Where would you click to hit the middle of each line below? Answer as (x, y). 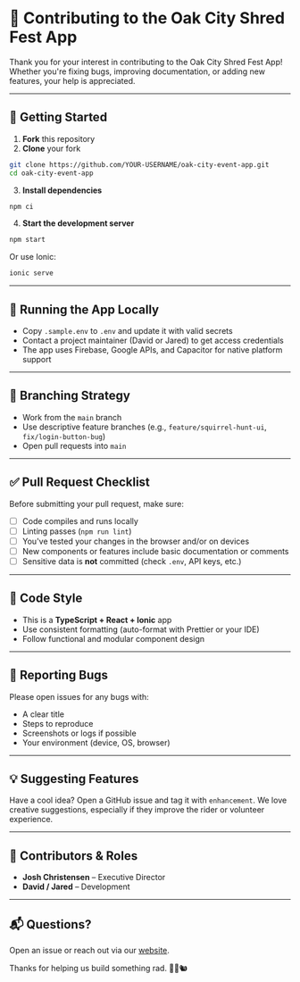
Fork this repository (58, 138)
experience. (31, 820)
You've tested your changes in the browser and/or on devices (136, 541)
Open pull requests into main (74, 445)
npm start (28, 240)
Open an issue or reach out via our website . (89, 950)
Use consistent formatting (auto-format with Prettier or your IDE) (141, 629)
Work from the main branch (72, 417)
